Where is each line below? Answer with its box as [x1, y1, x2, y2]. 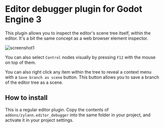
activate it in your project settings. [5, 117, 74, 123]
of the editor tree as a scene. [5, 79, 64, 85]
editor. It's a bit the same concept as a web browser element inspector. [5, 35, 148, 41]
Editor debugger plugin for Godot [5, 3, 142, 15]
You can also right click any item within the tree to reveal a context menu [5, 69, 152, 75]
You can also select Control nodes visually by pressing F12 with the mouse [5, 54, 156, 60]
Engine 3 [5, 14, 42, 25]
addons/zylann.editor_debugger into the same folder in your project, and [5, 112, 151, 118]
